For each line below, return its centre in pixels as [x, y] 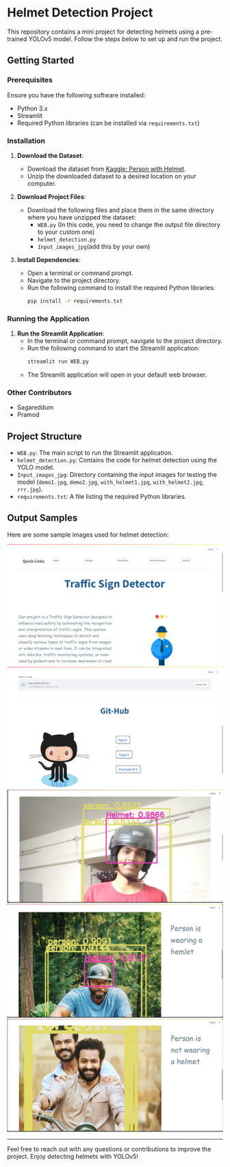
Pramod [28, 415]
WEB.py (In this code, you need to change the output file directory [129, 224]
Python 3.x [32, 108]
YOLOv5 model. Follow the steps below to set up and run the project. [125, 38]
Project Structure [44, 436]
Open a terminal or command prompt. [80, 273]
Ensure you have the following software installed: [76, 95]
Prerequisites [30, 80]
